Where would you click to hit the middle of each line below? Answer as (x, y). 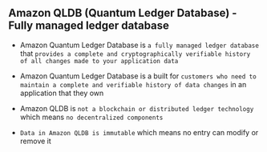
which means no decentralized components (91, 117)
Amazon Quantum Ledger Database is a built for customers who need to (138, 76)
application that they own (62, 93)
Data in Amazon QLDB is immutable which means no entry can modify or (139, 132)
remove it (36, 141)
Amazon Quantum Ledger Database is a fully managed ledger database (139, 45)
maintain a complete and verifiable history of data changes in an (133, 84)
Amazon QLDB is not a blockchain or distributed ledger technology (137, 108)
